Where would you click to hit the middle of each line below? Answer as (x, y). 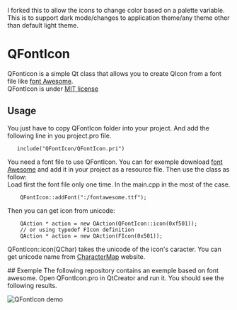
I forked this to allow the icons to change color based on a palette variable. (116, 10)
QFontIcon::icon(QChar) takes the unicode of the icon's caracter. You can (114, 249)
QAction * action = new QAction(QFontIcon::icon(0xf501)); (109, 223)
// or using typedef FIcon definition (77, 230)
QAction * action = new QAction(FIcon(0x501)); (91, 236)
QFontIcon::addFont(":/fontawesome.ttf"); (83, 197)
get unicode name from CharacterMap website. (76, 256)
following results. (33, 285)
